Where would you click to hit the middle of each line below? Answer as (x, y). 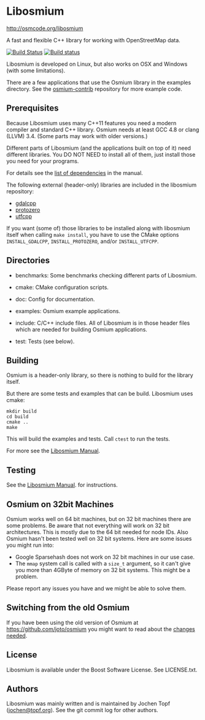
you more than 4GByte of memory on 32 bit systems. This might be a (102, 570)
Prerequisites (33, 108)
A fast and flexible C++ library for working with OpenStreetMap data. (94, 40)
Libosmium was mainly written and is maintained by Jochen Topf (88, 703)
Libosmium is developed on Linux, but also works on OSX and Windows (97, 64)
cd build (17, 417)
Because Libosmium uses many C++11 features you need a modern (91, 123)
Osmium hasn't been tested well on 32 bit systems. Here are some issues (99, 539)
